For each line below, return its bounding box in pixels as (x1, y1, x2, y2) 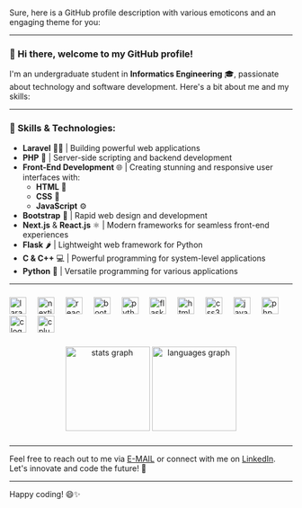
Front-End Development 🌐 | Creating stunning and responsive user (22, 161, 273, 173)
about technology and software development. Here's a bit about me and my (9, 82, 289, 93)
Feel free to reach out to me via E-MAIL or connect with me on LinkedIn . (9, 453, 276, 465)
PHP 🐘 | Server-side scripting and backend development (22, 152, 232, 163)
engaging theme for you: (9, 17, 101, 27)
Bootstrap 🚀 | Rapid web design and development (22, 209, 209, 220)
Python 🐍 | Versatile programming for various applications (22, 265, 238, 276)
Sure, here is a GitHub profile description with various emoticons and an (9, 7, 276, 18)
